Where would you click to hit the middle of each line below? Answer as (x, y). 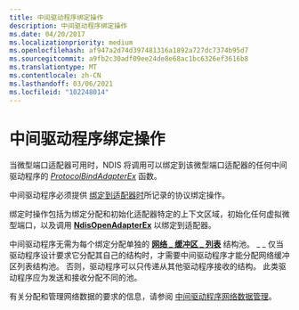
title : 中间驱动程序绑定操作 (57, 17)
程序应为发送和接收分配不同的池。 (79, 278)
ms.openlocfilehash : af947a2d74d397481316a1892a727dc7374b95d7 (129, 51)
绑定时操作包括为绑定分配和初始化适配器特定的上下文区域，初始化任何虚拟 (145, 214)
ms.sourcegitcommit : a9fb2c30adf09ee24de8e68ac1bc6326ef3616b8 (129, 59)
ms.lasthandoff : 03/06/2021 (61, 84)
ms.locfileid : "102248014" (59, 92)
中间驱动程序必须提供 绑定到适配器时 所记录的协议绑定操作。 (119, 195)
